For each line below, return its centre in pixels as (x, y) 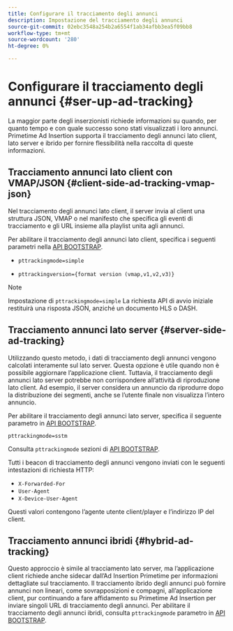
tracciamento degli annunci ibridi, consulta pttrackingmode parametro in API (117, 613)
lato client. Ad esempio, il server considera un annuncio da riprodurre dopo (116, 387)
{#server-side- (193, 330)
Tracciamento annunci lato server (83, 330)
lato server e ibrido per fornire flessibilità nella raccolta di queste (101, 143)
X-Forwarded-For (42, 484)
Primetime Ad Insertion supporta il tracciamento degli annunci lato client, (112, 135)
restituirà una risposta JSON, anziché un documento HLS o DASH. (103, 308)
